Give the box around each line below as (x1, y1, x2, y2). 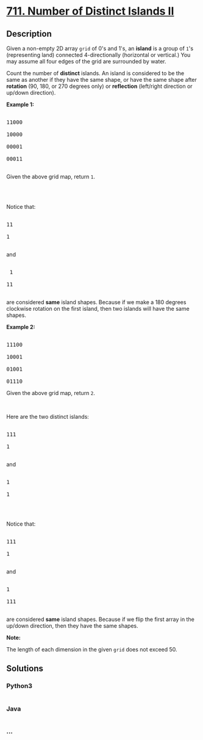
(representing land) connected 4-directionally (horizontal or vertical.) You (6, 51, 191, 59)
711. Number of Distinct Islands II (6, 4, 174, 18)
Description (6, 29, 52, 39)
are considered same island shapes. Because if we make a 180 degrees (6, 299, 187, 306)
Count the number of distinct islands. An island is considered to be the (6, 70, 185, 77)
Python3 (6, 682, 32, 691)
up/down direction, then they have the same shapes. (6, 622, 138, 629)
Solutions (6, 664, 44, 674)
